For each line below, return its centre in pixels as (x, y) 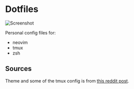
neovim (20, 42)
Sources (18, 69)
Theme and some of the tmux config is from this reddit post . (67, 80)
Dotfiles (22, 9)
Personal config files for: (30, 32)
